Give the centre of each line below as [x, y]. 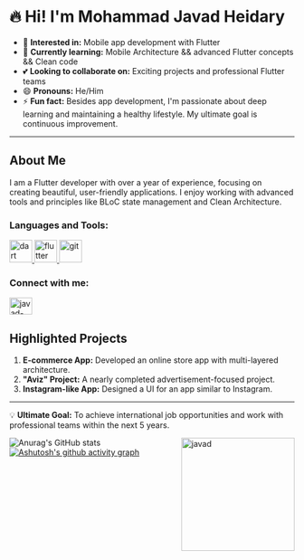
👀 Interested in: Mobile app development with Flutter [121, 42]
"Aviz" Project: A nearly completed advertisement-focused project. [149, 380]
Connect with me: [49, 282]
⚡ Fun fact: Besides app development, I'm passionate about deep [144, 100]
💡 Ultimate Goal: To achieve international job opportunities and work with [147, 415]
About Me [38, 161]
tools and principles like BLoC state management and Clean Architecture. [146, 202]
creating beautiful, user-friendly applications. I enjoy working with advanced [152, 192]
